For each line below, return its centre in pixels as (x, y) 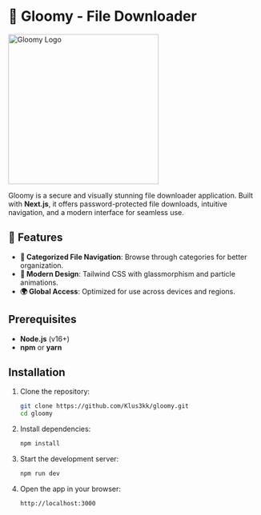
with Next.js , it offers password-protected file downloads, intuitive (118, 204)
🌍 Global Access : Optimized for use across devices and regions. (128, 291)
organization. (42, 265)
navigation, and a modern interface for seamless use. (96, 212)
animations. (39, 282)
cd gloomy (36, 414)
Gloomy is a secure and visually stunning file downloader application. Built (131, 195)
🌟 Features (36, 238)
